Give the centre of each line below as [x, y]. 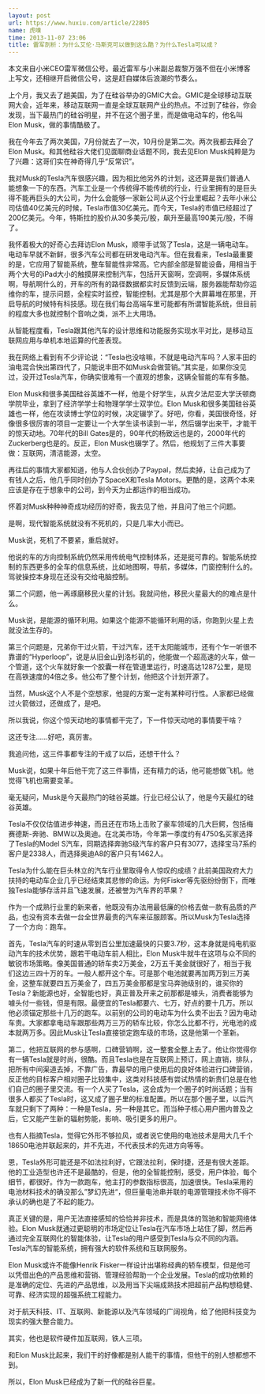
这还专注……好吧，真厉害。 [52, 737]
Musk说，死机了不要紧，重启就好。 [65, 540]
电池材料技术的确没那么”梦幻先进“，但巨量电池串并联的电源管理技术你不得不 [132, 1192]
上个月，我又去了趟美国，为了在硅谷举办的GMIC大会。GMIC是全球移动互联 [130, 95]
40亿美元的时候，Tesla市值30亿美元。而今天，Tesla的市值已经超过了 [141, 208]
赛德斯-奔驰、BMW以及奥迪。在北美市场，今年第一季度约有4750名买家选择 [131, 834]
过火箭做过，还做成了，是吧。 [56, 703]
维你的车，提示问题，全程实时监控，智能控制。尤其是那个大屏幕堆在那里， [129, 294]
